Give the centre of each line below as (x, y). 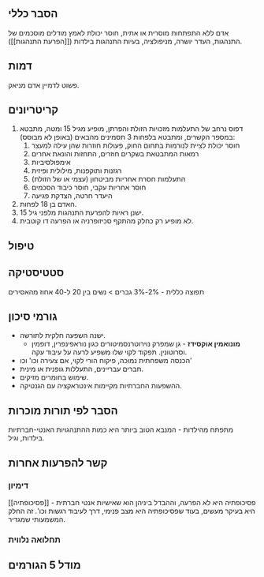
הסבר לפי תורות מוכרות (63, 410)
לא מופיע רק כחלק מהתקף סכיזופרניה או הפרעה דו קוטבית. (106, 221)
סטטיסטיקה (36, 273)
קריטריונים (33, 110)
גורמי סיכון (33, 317)
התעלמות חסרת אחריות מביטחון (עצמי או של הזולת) (108, 179)
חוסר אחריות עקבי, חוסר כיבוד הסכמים (89, 187)
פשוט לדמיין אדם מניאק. (44, 85)
